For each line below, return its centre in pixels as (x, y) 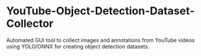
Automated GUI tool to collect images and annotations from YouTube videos (101, 40)
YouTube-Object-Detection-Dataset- (101, 11)
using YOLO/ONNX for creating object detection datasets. (78, 46)
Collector (30, 24)
